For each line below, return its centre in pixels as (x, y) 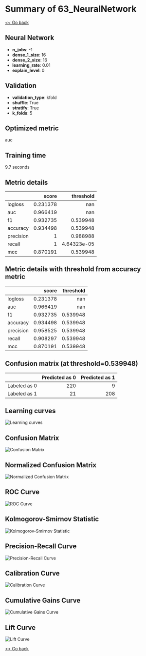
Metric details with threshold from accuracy (73, 269)
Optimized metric (32, 128)
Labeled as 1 (22, 394)
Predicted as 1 (98, 378)
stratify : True (26, 108)
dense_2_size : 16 (30, 60)
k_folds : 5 (22, 113)
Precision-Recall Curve (41, 547)
